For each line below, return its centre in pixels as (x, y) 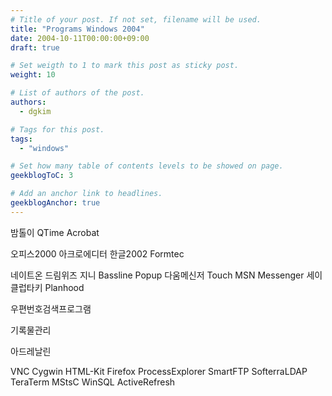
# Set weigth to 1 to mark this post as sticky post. (125, 66)
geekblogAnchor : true (55, 203)
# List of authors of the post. (77, 93)
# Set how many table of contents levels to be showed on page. (147, 166)
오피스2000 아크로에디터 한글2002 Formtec (97, 253)
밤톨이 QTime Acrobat (55, 232)
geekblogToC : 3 (42, 176)
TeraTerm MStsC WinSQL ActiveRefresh (93, 382)
